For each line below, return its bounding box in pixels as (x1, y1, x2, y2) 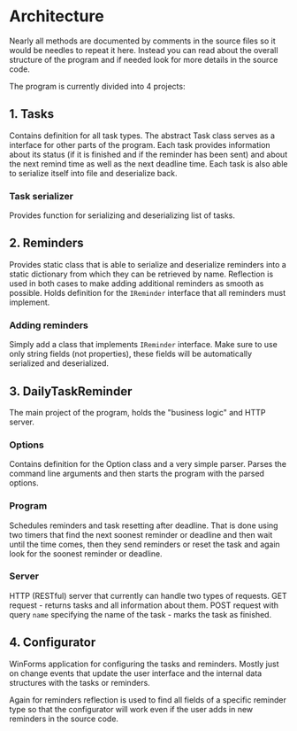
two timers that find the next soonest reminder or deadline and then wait (9, 529, 273, 540)
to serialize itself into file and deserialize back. (9, 167, 179, 178)
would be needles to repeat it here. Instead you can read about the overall (9, 44, 278, 55)
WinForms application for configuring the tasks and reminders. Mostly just (9, 658, 279, 669)
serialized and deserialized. (9, 358, 109, 369)
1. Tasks (9, 106, 55, 121)
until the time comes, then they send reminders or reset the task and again (9, 539, 280, 549)
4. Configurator (9, 635, 96, 650)
